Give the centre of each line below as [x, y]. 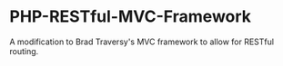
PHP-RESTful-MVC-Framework [131, 17]
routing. [24, 51]
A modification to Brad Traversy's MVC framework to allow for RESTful [142, 42]
